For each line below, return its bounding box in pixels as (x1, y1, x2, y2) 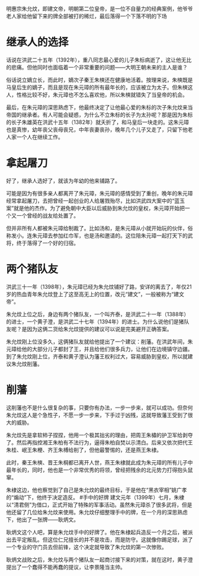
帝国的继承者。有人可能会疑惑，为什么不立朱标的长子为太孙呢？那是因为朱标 (6, 111, 193, 118)
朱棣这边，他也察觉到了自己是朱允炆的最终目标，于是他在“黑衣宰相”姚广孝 (6, 486, 188, 494)
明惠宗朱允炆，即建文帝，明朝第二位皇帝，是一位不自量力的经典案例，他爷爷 (6, 5, 193, 12)
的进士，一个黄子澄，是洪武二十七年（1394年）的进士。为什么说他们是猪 (6, 318, 185, 325)
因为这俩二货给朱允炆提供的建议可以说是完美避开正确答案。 (26, 325, 172, 332)
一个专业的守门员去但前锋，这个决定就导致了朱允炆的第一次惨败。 (6, 543, 167, 550)
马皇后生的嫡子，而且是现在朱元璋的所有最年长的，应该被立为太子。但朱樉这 (6, 84, 193, 91)
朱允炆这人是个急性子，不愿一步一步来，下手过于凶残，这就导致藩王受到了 (6, 411, 188, 418)
